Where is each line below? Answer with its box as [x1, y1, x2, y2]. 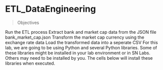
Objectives [17, 20, 40, 25]
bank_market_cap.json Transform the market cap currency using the [5, 34, 145, 40]
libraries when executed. [5, 60, 55, 66]
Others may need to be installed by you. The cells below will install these [5, 55, 153, 61]
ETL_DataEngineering [5, 3, 96, 15]
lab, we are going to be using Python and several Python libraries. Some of [5, 45, 157, 50]
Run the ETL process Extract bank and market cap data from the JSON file [5, 29, 157, 35]
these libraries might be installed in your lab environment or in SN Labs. [5, 50, 151, 56]
